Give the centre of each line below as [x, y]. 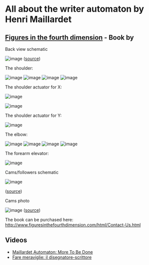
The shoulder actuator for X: [33, 87]
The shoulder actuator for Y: [33, 115]
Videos [16, 240]
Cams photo [17, 201]
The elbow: [16, 134]
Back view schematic [26, 49]
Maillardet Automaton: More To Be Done [53, 252]
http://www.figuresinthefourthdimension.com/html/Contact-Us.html [73, 225]
